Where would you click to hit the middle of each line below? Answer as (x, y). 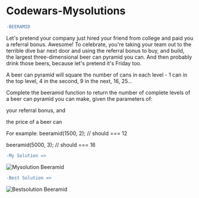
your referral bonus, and (36, 110)
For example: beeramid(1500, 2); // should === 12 (67, 133)
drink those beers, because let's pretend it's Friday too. (74, 63)
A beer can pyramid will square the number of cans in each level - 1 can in (97, 75)
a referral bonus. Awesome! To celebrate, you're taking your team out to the (99, 44)
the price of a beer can (34, 122)
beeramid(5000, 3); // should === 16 (51, 145)
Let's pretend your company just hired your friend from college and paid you (100, 38)
